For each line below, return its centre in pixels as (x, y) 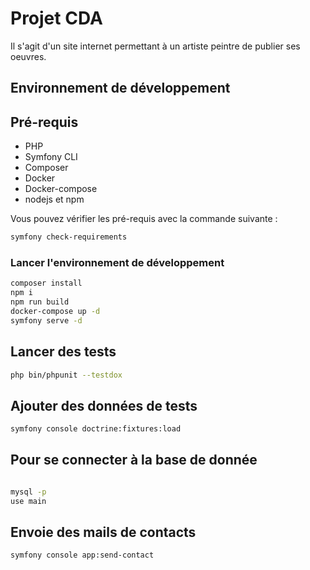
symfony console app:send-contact (82, 555)
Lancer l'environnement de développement (117, 262)
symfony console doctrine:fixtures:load (96, 429)
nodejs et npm (54, 199)
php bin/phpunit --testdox (66, 375)
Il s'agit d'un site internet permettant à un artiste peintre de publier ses (155, 46)
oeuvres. (28, 56)
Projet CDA (56, 18)
